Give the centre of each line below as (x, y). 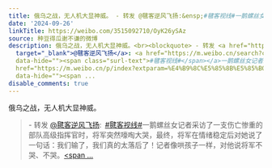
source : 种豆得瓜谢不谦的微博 (53, 38)
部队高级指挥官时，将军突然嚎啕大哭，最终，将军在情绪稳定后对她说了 (145, 135)
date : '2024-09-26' (41, 23)
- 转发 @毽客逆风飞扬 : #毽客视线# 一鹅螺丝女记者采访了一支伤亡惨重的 (145, 124)
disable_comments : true (49, 83)
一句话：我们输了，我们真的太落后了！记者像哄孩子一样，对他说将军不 (145, 145)
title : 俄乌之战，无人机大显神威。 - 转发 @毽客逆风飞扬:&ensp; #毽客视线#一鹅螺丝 (134, 16)
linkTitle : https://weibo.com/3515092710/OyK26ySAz (97, 31)
